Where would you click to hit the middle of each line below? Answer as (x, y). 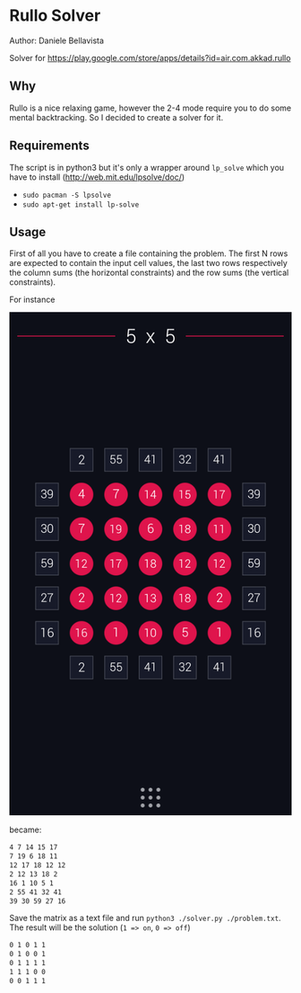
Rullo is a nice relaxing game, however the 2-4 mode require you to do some (150, 108)
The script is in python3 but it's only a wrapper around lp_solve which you (147, 167)
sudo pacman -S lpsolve (67, 195)
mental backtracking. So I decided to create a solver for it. (116, 117)
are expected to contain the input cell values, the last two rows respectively (149, 263)
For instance (32, 300)
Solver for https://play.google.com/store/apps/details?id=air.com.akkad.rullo (150, 58)
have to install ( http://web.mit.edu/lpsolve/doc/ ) (97, 177)
